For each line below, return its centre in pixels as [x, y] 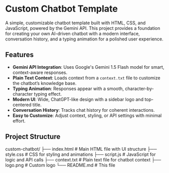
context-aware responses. [40, 72]
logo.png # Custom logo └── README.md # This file [60, 165]
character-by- [139, 89]
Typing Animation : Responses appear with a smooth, [68, 89]
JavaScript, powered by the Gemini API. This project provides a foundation [83, 28]
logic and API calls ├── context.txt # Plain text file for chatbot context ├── [83, 159]
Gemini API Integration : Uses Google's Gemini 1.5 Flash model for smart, [88, 67]
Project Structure [33, 137]
